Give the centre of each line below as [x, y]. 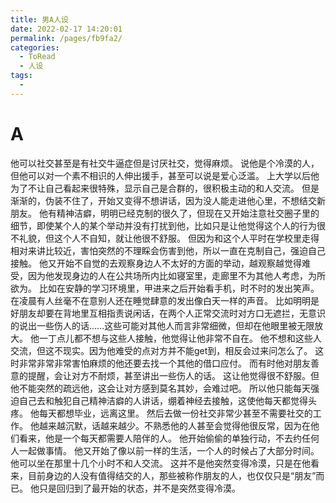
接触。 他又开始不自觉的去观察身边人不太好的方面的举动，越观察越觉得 [156, 263]
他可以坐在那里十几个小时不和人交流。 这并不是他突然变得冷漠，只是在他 [160, 463]
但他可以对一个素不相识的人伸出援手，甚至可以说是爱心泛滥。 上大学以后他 [165, 175]
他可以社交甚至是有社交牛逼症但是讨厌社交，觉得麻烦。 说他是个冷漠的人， [165, 163]
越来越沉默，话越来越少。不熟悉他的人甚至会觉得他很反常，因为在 [174, 425]
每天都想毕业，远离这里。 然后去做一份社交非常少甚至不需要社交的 [175, 413]
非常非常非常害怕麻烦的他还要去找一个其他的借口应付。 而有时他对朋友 [164, 363]
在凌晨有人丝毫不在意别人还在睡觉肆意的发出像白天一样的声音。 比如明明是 [165, 300]
